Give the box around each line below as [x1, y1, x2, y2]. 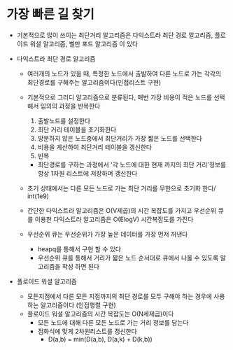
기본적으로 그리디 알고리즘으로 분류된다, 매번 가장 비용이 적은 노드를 [27, 92, 213, 101]
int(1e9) [27, 192, 50, 200]
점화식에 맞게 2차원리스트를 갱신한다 [37, 327, 137, 335]
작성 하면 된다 [62, 262, 100, 270]
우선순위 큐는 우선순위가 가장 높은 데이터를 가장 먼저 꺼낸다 [27, 230, 188, 238]
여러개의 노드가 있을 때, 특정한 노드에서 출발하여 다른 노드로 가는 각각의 [27, 69, 222, 78]
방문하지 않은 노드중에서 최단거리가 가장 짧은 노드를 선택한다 [37, 134, 202, 142]
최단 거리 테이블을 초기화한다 [37, 125, 117, 134]
